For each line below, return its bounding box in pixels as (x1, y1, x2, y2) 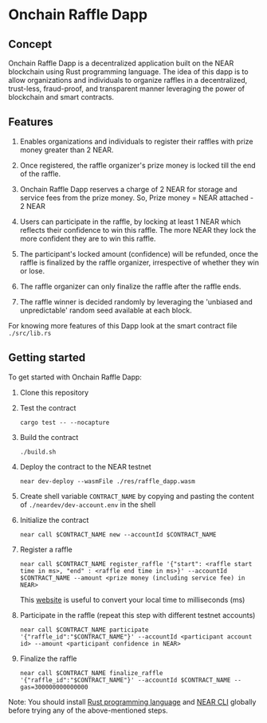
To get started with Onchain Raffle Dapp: (8, 372, 142, 382)
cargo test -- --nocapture (19, 418, 110, 426)
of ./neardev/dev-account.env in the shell (19, 500, 156, 509)
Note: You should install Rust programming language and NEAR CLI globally (8, 697, 257, 706)
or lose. (19, 265, 45, 276)
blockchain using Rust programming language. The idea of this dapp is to (8, 67, 249, 77)
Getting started (8, 351, 86, 364)
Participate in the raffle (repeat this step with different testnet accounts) (19, 610, 256, 619)
